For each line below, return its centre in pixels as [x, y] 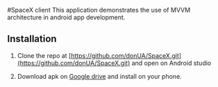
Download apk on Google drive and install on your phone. [99, 76]
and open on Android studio [171, 63]
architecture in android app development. [66, 17]
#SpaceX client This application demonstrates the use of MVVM [99, 10]
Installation [32, 39]
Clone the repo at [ [44, 55]
